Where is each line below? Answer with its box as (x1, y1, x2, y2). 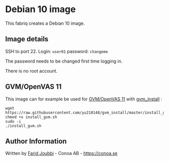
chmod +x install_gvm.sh (5, 115, 57, 120)
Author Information (5, 137, 67, 145)
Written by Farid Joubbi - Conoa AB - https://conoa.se (5, 150, 118, 156)
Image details (5, 35, 49, 43)
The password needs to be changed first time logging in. (5, 58, 123, 64)
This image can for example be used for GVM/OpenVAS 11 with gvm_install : (5, 96, 162, 102)
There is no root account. (5, 68, 58, 74)
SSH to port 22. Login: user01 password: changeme (5, 48, 108, 54)
